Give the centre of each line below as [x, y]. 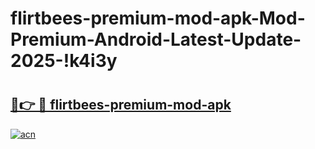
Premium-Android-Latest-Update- [156, 39]
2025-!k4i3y [64, 61]
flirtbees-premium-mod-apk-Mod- [158, 18]
